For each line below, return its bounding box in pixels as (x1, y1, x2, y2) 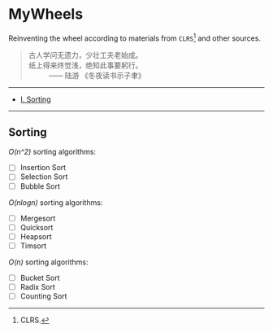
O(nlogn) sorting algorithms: (8, 197, 103, 207)
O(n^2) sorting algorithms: (8, 147, 96, 157)
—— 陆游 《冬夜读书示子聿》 (48, 70, 146, 80)
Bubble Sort (19, 181, 61, 191)
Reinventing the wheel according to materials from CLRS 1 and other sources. (8, 32, 262, 43)
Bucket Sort (19, 273, 60, 282)
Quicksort (19, 222, 54, 232)
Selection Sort (19, 172, 68, 181)
